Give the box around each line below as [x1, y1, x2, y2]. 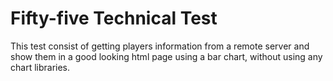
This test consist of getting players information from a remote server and [10, 40, 310, 52]
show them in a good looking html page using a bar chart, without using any [10, 50, 323, 62]
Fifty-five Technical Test [10, 7, 218, 30]
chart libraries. [10, 61, 71, 73]
